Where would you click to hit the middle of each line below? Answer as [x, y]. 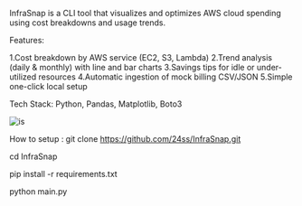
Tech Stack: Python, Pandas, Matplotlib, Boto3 [96, 104]
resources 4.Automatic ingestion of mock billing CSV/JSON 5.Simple [165, 77]
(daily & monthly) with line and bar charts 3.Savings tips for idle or [132, 67]
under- [269, 67]
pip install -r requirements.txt [63, 174]
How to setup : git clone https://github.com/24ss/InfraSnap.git [125, 139]
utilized [23, 77]
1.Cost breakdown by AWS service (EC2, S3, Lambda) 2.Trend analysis [141, 57]
